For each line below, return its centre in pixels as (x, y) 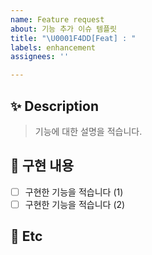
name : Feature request (57, 19)
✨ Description (54, 106)
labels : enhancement (53, 47)
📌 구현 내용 (42, 166)
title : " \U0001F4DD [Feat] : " (73, 38)
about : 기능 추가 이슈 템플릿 (64, 29)
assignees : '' (40, 57)
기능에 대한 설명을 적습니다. (88, 131)
